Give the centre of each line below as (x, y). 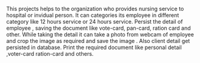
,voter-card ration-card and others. (50, 54)
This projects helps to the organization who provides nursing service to (95, 9)
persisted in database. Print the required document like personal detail (94, 47)
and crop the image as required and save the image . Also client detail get (98, 41)
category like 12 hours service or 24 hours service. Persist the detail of (95, 22)
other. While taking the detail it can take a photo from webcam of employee (100, 35)
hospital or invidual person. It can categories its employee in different (93, 15)
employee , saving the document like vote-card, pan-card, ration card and (98, 28)
